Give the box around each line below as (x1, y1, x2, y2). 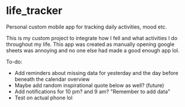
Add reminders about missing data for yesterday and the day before (14, 69, 179, 76)
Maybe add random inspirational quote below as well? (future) (14, 81, 165, 88)
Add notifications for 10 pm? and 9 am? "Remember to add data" (14, 88, 171, 95)
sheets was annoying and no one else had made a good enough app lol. (6, 47, 180, 53)
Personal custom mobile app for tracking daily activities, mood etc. (6, 23, 167, 30)
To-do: (6, 58, 22, 65)
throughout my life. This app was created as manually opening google (6, 41, 174, 48)
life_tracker (6, 4, 63, 17)
